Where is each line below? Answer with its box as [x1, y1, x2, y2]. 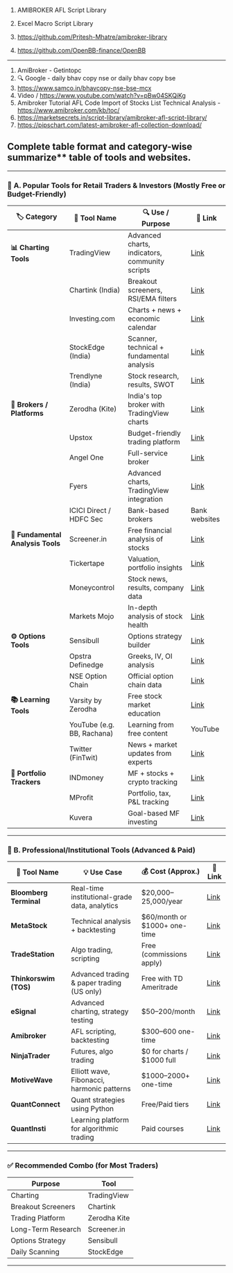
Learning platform [70, 1115, 130, 1125]
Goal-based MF [128, 809, 180, 818]
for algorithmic [70, 1124, 119, 1133]
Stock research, [128, 371, 179, 381]
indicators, [128, 248, 162, 258]
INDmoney [69, 773, 104, 783]
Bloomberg [10, 888, 48, 897]
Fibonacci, [70, 1075, 105, 1085]
